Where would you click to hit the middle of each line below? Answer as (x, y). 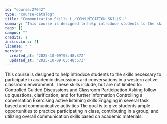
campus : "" (16, 33)
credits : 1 (16, 38)
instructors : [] (22, 42)
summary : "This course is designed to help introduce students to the (80, 23)
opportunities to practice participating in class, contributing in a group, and (82, 111)
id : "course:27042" (25, 10)
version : (14, 51)
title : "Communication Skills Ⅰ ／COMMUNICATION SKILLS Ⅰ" (66, 19)
